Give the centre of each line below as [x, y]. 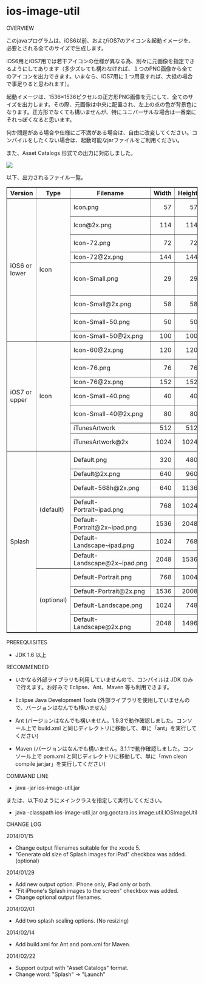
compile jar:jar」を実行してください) [60, 763]
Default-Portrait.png [103, 577]
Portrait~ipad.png [99, 509]
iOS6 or [21, 266]
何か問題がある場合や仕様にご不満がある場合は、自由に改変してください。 [99, 132]
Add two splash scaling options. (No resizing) [72, 920]
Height [188, 193]
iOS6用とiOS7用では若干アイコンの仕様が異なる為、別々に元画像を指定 [95, 61]
